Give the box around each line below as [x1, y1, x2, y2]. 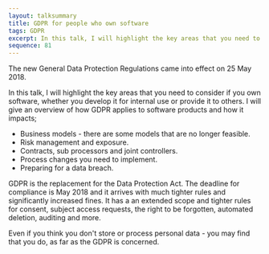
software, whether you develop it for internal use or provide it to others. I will [8, 96, 262, 106]
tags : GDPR [8, 27, 45, 35]
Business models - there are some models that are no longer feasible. [19, 129, 251, 139]
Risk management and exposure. [19, 137, 129, 147]
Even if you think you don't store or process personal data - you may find [8, 228, 251, 238]
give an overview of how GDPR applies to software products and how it [8, 105, 244, 115]
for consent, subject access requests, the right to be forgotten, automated [8, 204, 254, 214]
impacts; [8, 113, 38, 123]
